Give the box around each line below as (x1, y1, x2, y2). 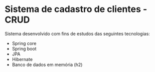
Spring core (12, 40, 37, 46)
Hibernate (12, 56, 33, 62)
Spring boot (12, 45, 37, 51)
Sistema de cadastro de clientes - (5, 3, 147, 15)
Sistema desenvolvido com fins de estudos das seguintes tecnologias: (5, 30, 150, 36)
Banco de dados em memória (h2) (12, 61, 83, 67)
